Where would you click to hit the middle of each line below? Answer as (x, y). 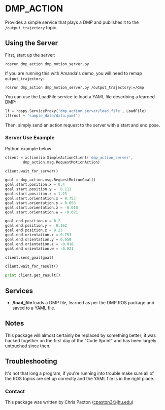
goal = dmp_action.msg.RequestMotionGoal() (50, 180)
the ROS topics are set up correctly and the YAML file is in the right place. (80, 378)
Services (19, 291)
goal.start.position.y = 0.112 (38, 189)
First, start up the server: (30, 55)
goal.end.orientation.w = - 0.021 (39, 248)
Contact (15, 391)
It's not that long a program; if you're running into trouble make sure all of (80, 373)
